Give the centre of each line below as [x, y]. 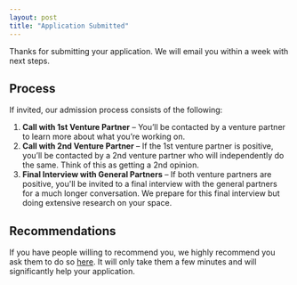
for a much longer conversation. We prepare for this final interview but [151, 193]
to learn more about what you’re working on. [103, 137]
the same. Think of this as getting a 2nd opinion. [111, 165]
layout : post [33, 17]
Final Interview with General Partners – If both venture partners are [147, 175]
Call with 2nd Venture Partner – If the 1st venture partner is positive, [148, 146]
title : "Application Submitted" [69, 26]
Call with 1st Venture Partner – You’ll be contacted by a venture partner [154, 127]
